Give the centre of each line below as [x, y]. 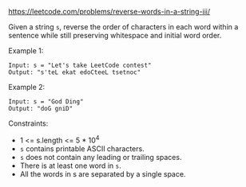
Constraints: [28, 123]
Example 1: [26, 51]
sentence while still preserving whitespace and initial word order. [115, 35]
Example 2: [27, 87]
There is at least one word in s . [70, 166]
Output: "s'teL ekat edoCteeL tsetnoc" [75, 72]
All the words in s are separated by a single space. [103, 173]
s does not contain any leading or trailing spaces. [101, 157]
